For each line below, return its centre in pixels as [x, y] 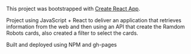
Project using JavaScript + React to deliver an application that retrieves [94, 20]
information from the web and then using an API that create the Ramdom [95, 27]
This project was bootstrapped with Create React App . [73, 9]
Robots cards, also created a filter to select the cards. [72, 33]
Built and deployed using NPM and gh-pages [62, 45]
